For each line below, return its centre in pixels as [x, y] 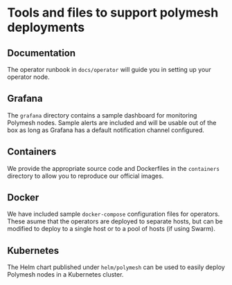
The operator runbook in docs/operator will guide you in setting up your [109, 70]
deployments [46, 27]
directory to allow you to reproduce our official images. [86, 176]
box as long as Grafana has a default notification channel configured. [106, 130]
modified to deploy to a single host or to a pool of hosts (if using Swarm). [111, 229]
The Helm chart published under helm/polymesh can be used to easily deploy [116, 267]
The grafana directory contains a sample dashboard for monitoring [102, 115]
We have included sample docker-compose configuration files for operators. [114, 214]
